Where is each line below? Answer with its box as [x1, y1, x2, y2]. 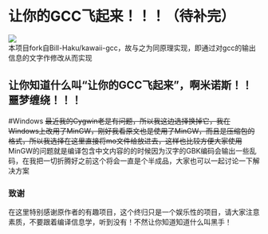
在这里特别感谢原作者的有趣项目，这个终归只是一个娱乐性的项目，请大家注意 [8, 208, 260, 217]
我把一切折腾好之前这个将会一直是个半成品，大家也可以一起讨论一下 [29, 156, 253, 166]
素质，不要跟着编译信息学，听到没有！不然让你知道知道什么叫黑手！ [8, 217, 232, 227]
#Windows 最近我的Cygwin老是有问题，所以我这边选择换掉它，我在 [8, 116, 231, 126]
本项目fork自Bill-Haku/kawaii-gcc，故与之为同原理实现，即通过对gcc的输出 [8, 43, 257, 53]
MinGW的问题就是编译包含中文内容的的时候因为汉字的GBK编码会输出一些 [8, 146, 250, 155]
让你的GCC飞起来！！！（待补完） [8, 7, 235, 25]
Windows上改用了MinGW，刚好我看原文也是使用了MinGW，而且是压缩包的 [8, 126, 255, 135]
